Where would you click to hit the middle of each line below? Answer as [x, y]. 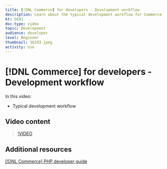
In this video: [18, 96]
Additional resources [38, 149]
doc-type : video [22, 24]
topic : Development [25, 28]
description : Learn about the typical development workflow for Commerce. [85, 14]
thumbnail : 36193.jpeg [29, 42]
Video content [28, 121]
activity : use [20, 47]
